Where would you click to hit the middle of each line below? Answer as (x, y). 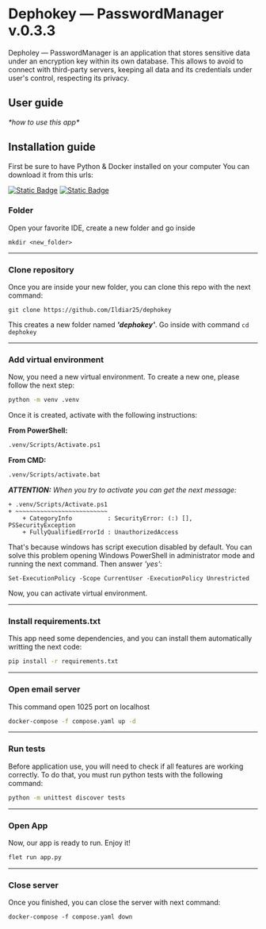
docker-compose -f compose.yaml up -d (72, 721)
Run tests (27, 749)
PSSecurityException (42, 526)
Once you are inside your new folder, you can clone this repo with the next (129, 287)
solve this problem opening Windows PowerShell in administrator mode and (131, 556)
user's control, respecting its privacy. (68, 78)
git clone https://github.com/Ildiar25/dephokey (90, 310)
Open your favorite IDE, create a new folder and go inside (102, 228)
